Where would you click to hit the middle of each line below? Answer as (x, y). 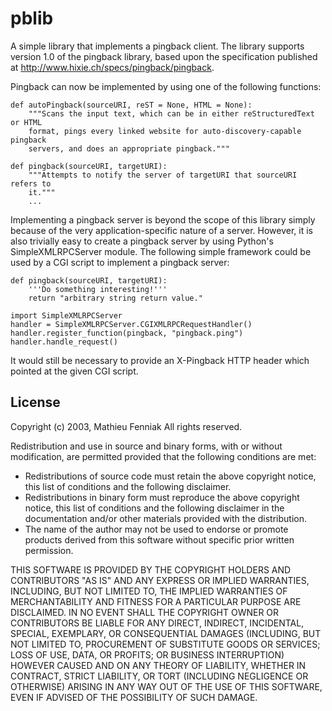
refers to (31, 183)
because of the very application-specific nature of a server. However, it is (161, 230)
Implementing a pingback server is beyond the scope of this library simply (163, 219)
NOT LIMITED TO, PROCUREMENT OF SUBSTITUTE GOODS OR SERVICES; (165, 644)
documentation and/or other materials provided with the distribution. (165, 518)
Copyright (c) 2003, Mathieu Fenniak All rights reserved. (126, 426)
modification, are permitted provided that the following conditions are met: (163, 456)
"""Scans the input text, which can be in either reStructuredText (171, 113)
